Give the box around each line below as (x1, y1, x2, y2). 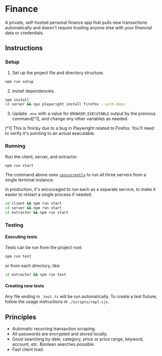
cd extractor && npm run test (5, 272, 67, 277)
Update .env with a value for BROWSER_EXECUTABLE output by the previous (12, 111, 156, 116)
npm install (5, 97, 29, 102)
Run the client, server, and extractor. (5, 153, 78, 159)
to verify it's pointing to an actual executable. (5, 131, 96, 136)
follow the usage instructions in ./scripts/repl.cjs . (5, 299, 109, 305)
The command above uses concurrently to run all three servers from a (5, 172, 146, 178)
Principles (5, 313, 36, 321)
